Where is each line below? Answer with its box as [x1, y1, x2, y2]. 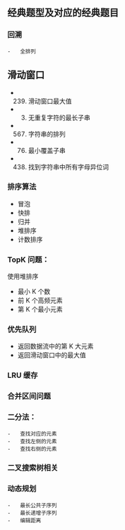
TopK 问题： [7, 255, 49, 265]
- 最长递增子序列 [7, 509, 57, 516]
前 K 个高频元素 [17, 296, 64, 304]
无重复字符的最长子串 [28, 113, 90, 122]
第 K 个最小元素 [17, 305, 64, 314]
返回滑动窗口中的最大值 [17, 351, 86, 359]
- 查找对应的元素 [7, 430, 57, 438]
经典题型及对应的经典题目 [7, 6, 119, 19]
